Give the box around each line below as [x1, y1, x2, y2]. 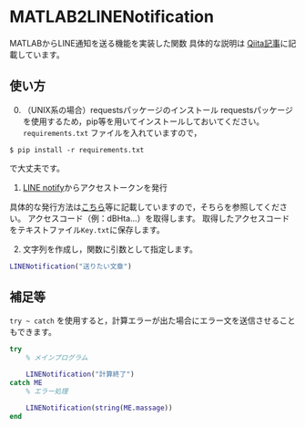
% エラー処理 [25, 386, 68, 396]
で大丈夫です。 [9, 162, 66, 173]
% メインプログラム [25, 353, 88, 362]
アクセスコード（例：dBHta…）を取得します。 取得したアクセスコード [26, 213, 290, 224]
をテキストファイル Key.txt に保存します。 [9, 224, 166, 235]
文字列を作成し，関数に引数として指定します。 [22, 244, 198, 255]
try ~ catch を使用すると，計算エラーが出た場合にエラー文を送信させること [9, 315, 296, 326]
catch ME [9, 379, 43, 388]
